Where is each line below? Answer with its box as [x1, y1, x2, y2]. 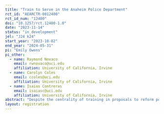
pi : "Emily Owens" [5, 48, 42, 52]
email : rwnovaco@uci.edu [14, 61, 64, 66]
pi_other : [5, 52, 25, 57]
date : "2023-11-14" [5, 25, 45, 30]
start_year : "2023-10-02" [5, 39, 58, 44]
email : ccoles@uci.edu [14, 75, 60, 80]
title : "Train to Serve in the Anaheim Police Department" [5, 7, 128, 12]
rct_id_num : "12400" [5, 16, 47, 21]
